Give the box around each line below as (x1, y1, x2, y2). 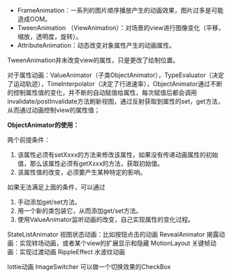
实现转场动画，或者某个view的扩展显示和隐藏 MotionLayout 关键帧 (19, 239, 211, 247)
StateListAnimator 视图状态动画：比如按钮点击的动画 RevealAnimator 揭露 (7, 230, 219, 238)
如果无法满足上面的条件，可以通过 (7, 183, 106, 191)
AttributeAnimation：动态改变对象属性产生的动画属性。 (17, 41, 176, 49)
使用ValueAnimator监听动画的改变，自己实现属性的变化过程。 (17, 216, 194, 223)
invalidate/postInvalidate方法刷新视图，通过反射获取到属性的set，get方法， (7, 97, 224, 105)
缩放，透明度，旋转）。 (17, 32, 82, 41)
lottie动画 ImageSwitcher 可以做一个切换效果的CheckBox (7, 263, 171, 271)
